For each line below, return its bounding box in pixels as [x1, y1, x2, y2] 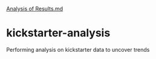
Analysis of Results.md [6, 5, 63, 12]
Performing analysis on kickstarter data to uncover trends [6, 46, 150, 53]
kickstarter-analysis [6, 26, 111, 40]
